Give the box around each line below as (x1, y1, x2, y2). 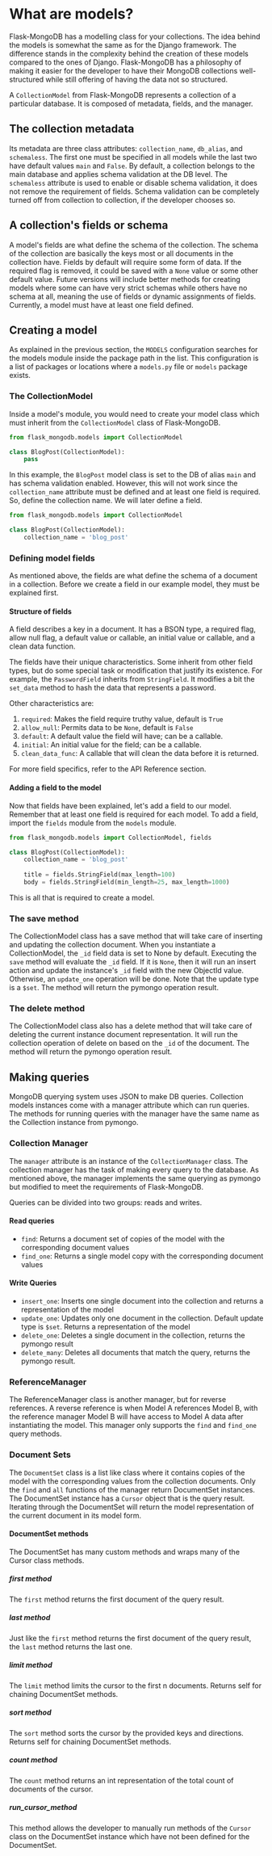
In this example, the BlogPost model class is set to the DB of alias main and (9, 470, 257, 480)
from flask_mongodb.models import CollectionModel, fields (9, 834, 212, 842)
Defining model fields (9, 552, 95, 564)
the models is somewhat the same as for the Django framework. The (9, 40, 237, 49)
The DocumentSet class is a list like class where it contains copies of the (9, 1468, 245, 1477)
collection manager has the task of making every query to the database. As (9, 1165, 259, 1174)
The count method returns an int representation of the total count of (9, 1775, 234, 1785)
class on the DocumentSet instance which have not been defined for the (9, 1831, 250, 1841)
